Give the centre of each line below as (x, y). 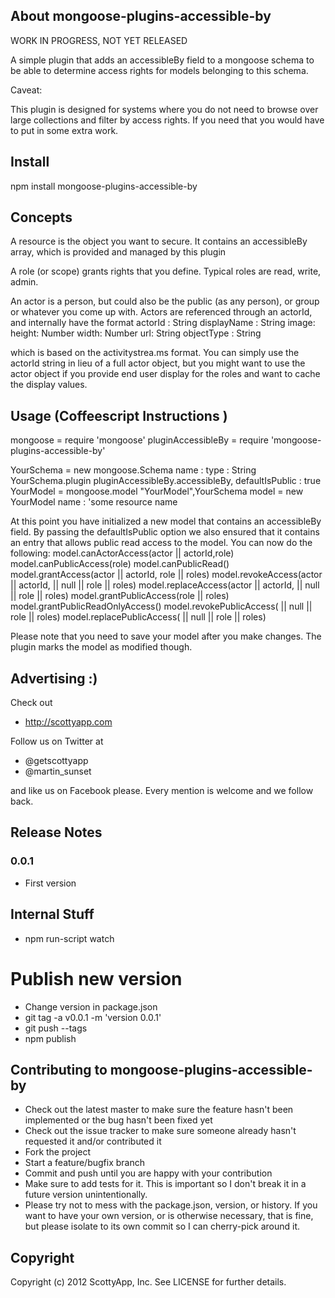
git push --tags (56, 1028)
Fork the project (58, 1152)
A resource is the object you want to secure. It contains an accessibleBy (159, 241)
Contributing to (59, 1069)
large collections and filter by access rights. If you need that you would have (167, 120)
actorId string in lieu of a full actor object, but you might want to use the (158, 363)
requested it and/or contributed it (93, 1141)
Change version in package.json (91, 1006)
